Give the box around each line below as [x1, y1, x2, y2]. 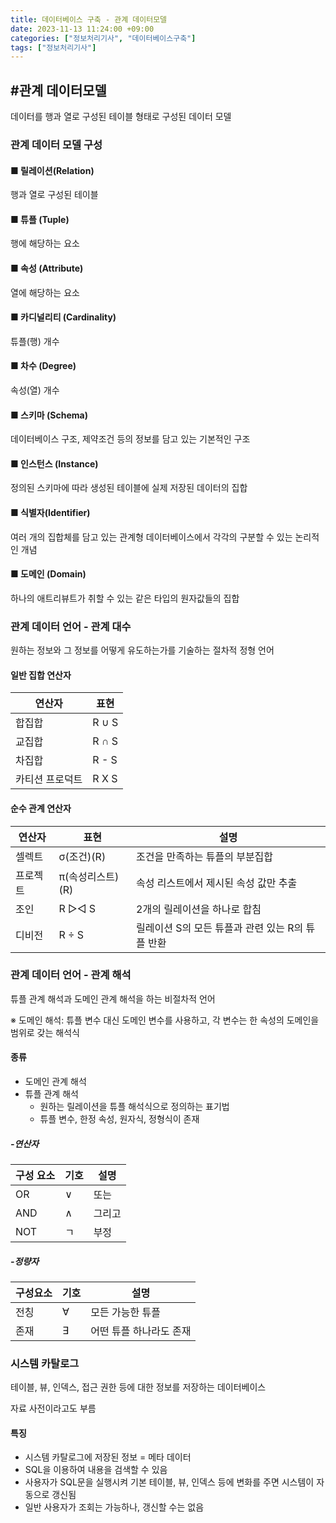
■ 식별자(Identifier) [10, 507, 91, 518]
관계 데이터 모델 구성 [10, 137, 103, 151]
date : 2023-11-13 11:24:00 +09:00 [10, 24, 155, 34]
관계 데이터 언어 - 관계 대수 [10, 619, 132, 633]
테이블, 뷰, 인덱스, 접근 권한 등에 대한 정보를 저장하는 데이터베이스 [10, 1381, 267, 1393]
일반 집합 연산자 [10, 669, 72, 681]
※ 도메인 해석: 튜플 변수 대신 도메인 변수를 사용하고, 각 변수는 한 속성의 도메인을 [10, 1014, 320, 1026]
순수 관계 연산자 [10, 802, 72, 814]
